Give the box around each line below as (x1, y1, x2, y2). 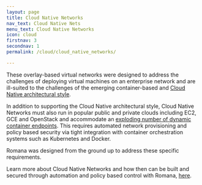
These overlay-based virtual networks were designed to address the (6, 71, 179, 78)
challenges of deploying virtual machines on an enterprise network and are (6, 77, 196, 85)
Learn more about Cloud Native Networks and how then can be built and (6, 165, 190, 172)
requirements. (6, 153, 42, 160)
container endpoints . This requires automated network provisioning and (6, 122, 187, 129)
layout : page (6, 9, 40, 15)
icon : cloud (6, 32, 37, 38)
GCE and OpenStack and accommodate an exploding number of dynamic (6, 115, 192, 123)
